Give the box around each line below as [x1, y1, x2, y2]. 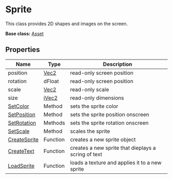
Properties [5, 45, 40, 54]
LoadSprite [8, 162, 35, 169]
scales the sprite [70, 127, 110, 134]
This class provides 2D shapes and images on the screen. [5, 21, 128, 27]
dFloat [43, 77, 59, 85]
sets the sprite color [70, 103, 118, 110]
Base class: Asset [5, 30, 44, 36]
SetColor [8, 103, 29, 110]
